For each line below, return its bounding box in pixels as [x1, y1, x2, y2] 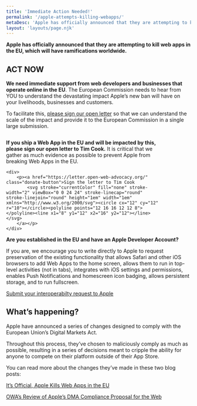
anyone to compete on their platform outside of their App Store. [6, 353, 159, 360]
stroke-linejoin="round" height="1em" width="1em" [6, 195, 133, 201]
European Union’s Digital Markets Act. [6, 328, 98, 335]
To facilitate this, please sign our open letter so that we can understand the [6, 110, 188, 118]
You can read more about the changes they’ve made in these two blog [6, 364, 176, 371]
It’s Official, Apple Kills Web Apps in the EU [6, 381, 110, 388]
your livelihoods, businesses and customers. [6, 99, 114, 106]
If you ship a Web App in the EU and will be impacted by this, [6, 139, 157, 146]
